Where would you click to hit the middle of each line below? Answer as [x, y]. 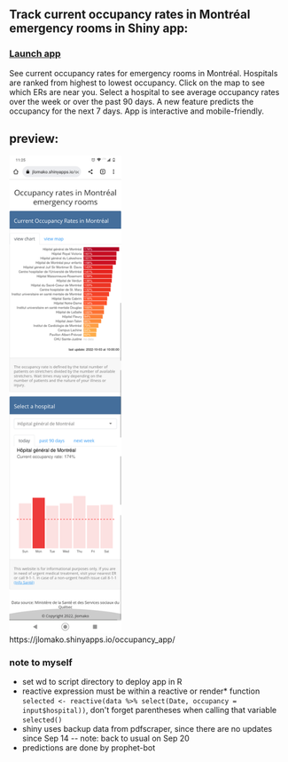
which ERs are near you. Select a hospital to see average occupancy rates [144, 91]
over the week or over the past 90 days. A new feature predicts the [132, 101]
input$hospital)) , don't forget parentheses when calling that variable [149, 710]
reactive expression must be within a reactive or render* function [141, 691]
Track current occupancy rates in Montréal [130, 15]
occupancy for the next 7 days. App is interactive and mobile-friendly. [136, 111]
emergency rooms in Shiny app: [99, 29]
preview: [34, 139]
